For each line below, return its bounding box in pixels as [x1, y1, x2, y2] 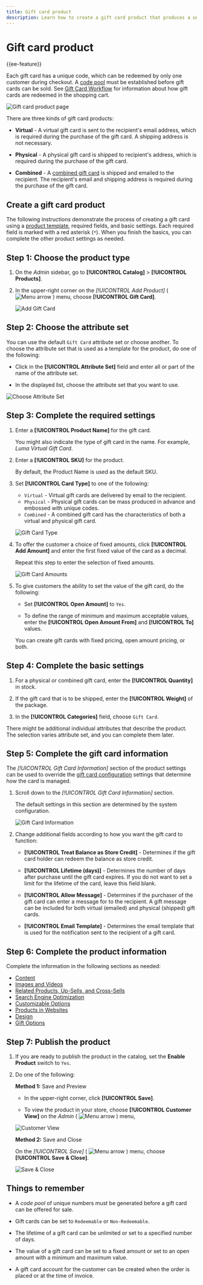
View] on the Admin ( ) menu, [24, 1112, 136, 1119]
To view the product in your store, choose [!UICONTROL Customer [24, 1106, 192, 1113]
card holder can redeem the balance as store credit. [24, 855, 154, 862]
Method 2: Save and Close [14, 1136, 82, 1143]
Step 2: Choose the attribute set [6, 322, 129, 333]
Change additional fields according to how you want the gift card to [14, 831, 183, 838]
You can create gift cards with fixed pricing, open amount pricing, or [14, 636, 185, 644]
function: [14, 837, 38, 844]
